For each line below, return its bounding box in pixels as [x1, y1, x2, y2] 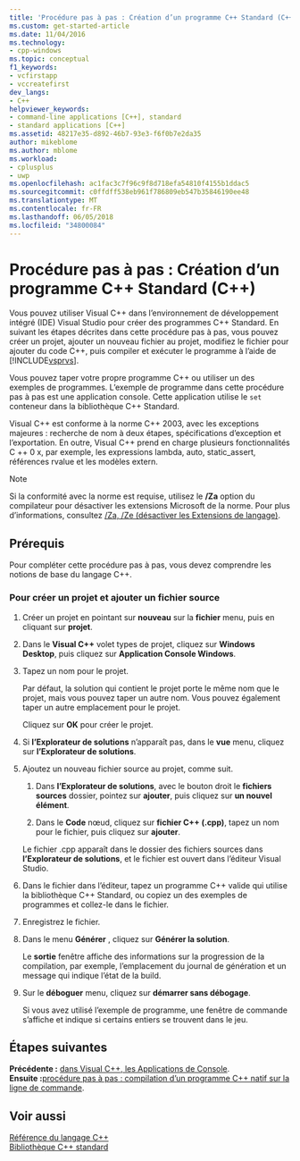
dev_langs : [9, 88, 50, 97]
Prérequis [9, 535, 65, 551]
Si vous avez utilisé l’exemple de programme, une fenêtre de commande [21, 1005, 288, 1015]
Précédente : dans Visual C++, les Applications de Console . [9, 1064, 230, 1074]
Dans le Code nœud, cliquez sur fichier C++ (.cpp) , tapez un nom [35, 817, 279, 828]
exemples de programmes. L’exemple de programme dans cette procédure [9, 382, 284, 393]
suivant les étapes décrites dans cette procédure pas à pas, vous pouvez [9, 327, 279, 338]
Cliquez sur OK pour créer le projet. [21, 719, 154, 729]
